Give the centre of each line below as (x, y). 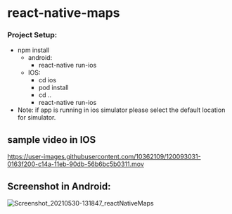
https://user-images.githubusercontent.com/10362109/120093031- (104, 157)
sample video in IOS (52, 140)
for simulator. (37, 118)
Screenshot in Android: (59, 186)
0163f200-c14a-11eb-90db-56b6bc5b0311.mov (76, 164)
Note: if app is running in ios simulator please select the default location (121, 110)
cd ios (47, 80)
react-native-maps (64, 13)
